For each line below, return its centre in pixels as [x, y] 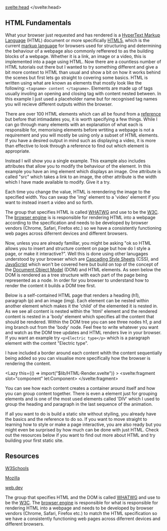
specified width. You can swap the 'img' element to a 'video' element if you [82, 197]
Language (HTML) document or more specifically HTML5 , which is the [78, 40]
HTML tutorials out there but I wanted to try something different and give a [82, 67]
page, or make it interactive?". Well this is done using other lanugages [77, 253]
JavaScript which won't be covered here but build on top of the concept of [82, 264]
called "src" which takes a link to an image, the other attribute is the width [81, 177]
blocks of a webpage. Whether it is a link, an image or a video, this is [76, 56]
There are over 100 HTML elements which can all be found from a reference [83, 114]
